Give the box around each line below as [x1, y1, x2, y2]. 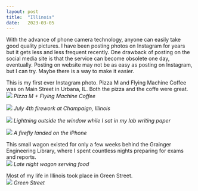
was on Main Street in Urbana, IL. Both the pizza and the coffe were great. [6, 86, 188, 93]
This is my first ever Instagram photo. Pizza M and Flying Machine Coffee [6, 79, 187, 86]
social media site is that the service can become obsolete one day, [6, 55, 170, 62]
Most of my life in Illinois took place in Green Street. [6, 172, 133, 179]
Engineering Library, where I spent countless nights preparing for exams [6, 147, 184, 155]
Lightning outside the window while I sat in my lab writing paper [13, 117, 171, 124]
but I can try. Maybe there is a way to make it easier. [6, 68, 134, 75]
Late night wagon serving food [13, 161, 89, 168]
